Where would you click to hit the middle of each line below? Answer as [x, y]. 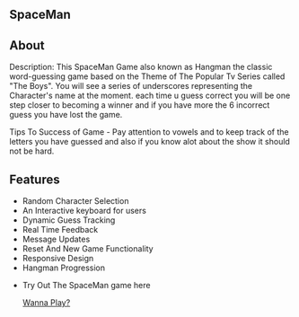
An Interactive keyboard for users [84, 211]
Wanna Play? [46, 303]
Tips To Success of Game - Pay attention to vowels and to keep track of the [149, 132]
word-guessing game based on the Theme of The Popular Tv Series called [147, 76]
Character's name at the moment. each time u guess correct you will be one [150, 96]
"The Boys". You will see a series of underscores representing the [131, 86]
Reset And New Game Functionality [88, 249]
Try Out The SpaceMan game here [86, 286]
